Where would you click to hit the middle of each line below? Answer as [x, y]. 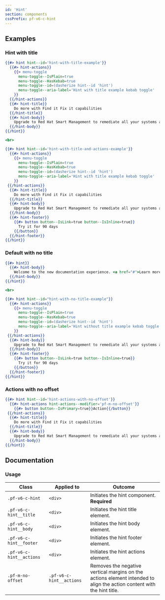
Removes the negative [116, 566]
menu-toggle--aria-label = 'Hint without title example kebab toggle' [90, 327]
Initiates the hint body [115, 523]
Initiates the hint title [113, 510]
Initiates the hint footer [116, 538]
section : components [26, 14]
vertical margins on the [117, 572]
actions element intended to [122, 578]
